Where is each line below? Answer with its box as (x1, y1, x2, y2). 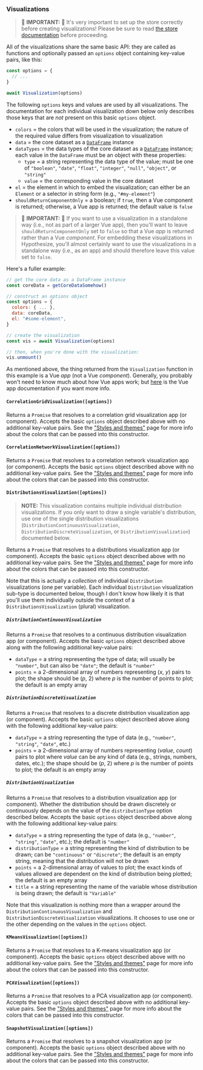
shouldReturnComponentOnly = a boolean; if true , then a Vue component (15, 196, 193, 204)
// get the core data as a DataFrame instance (6, 276, 126, 283)
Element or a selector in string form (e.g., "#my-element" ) (15, 190, 156, 197)
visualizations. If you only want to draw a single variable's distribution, (21, 508, 196, 516)
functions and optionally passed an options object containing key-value (6, 50, 185, 57)
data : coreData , (12, 310, 53, 316)
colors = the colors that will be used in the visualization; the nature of (15, 125, 189, 133)
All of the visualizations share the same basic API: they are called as (6, 43, 176, 50)
